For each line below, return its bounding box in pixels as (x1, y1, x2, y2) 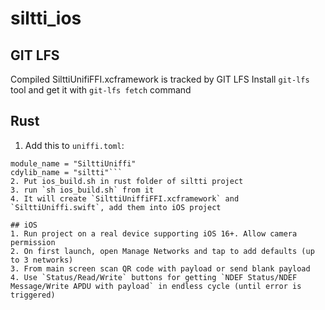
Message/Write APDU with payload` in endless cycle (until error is (10, 281, 302, 291)
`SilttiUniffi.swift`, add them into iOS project (10, 202, 222, 212)
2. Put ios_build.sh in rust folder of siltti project (10, 176, 244, 186)
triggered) (10, 290, 56, 300)
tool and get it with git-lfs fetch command (10, 84, 192, 96)
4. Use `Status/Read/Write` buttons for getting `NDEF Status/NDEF (10, 272, 298, 282)
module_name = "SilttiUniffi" (10, 158, 137, 169)
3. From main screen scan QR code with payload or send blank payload (10, 263, 311, 274)
